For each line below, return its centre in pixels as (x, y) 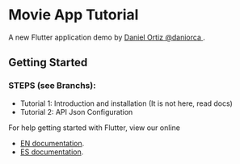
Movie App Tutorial (74, 15)
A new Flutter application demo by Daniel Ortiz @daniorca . (107, 37)
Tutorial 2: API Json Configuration (76, 111)
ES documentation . (52, 152)
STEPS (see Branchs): (52, 86)
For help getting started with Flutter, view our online (94, 128)
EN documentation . (52, 143)
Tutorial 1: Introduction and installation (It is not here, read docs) (126, 103)
